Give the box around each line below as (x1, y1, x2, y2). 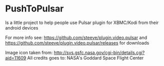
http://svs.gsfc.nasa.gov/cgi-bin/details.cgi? (53, 49, 145, 55)
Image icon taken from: (5, 49, 53, 55)
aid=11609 (5, 54, 26, 60)
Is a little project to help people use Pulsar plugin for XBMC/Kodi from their (5, 19, 159, 25)
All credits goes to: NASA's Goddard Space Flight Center (27, 54, 144, 60)
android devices (5, 24, 38, 30)
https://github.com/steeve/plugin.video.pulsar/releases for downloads (5, 39, 149, 45)
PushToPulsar (5, 3, 64, 14)
